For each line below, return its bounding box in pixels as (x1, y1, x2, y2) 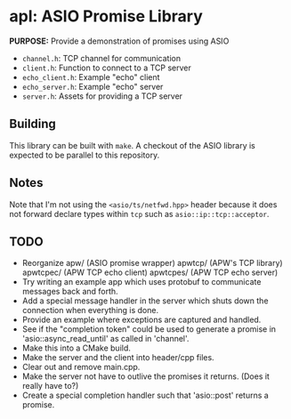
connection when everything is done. (21, 305, 158, 316)
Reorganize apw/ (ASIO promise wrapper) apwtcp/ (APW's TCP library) (21, 258, 283, 269)
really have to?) (21, 381, 79, 391)
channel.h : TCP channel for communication (21, 52, 181, 63)
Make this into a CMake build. (21, 342, 132, 353)
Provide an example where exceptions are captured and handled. (21, 314, 262, 326)
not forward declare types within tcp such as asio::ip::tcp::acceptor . (9, 208, 270, 219)
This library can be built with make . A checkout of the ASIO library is (9, 140, 255, 150)
